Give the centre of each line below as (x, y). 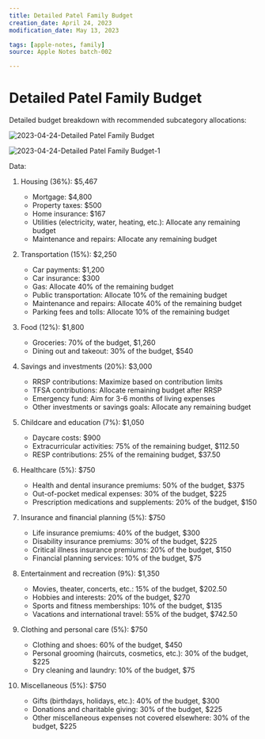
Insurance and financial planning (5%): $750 (93, 518)
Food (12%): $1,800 (52, 327)
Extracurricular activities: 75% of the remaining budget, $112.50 (136, 446)
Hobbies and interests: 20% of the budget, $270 (111, 597)
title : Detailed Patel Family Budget (71, 15)
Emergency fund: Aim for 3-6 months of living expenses (124, 399)
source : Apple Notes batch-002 (61, 52)
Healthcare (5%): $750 (58, 470)
